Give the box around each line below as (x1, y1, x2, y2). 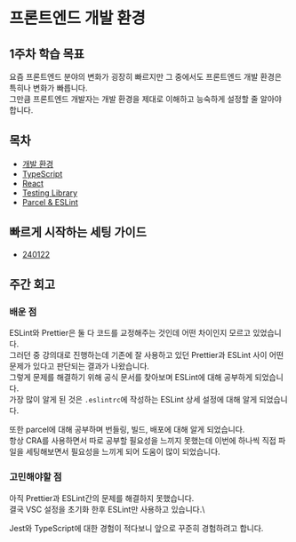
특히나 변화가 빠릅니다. (9, 83, 88, 93)
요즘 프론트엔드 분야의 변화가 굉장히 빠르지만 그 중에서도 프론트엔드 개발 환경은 (9, 72, 283, 82)
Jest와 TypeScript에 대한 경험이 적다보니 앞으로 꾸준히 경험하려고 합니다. (9, 522, 264, 533)
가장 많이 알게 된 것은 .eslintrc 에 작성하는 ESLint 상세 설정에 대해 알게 (9, 395, 258, 405)
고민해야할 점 (9, 471, 62, 483)
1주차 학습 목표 (9, 46, 84, 61)
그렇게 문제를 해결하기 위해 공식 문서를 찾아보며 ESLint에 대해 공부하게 (9, 372, 253, 383)
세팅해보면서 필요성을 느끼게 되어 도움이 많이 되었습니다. (25, 446, 220, 458)
